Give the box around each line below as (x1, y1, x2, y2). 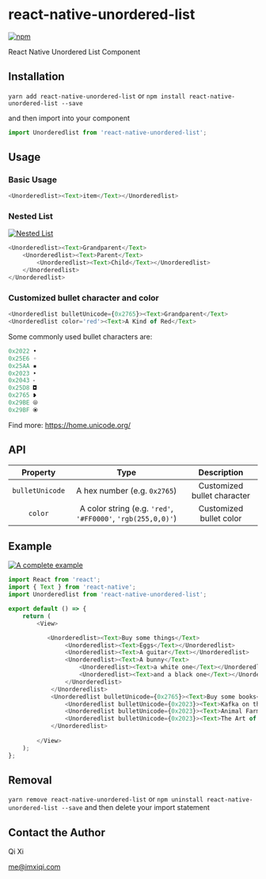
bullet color (199, 513, 242, 524)
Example (8, 540, 52, 553)
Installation (8, 70, 65, 84)
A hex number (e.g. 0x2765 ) (76, 485, 177, 496)
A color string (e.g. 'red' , (79, 502, 174, 513)
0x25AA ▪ (8, 362, 37, 369)
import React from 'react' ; (8, 576, 101, 584)
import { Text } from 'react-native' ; (8, 583, 136, 591)
